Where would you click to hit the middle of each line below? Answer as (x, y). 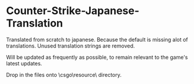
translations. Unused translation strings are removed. (70, 46)
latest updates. (24, 63)
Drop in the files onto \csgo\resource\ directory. (64, 75)
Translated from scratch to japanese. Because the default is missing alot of (97, 39)
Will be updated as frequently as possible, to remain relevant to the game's (97, 57)
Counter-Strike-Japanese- (73, 11)
